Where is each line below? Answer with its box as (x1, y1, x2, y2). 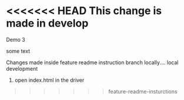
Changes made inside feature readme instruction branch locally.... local (6, 59, 179, 66)
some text (6, 47, 31, 54)
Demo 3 (6, 36, 25, 43)
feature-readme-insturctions (108, 88, 178, 95)
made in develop (6, 16, 89, 30)
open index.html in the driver (14, 76, 85, 84)
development (6, 65, 38, 72)
